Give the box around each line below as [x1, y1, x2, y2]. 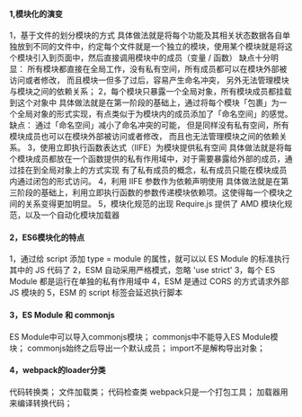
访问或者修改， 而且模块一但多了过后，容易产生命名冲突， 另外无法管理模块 [9, 75, 289, 85]
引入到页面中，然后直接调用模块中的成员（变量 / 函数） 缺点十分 [32, 52, 271, 63]
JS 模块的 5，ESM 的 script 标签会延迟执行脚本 [9, 288, 183, 298]
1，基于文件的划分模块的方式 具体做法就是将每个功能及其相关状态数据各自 [9, 30, 283, 40]
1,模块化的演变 [9, 8, 63, 19]
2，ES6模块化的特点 [9, 232, 85, 243]
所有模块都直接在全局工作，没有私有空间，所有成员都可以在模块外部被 [26, 64, 288, 75]
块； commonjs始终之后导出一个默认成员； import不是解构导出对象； [9, 342, 265, 353]
